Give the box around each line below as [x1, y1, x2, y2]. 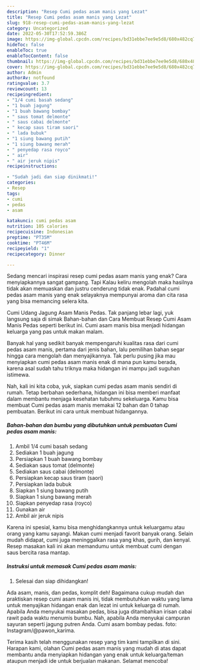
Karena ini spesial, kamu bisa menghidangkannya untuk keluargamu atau [7, 524, 185, 531]
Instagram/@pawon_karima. [7, 627, 76, 634]
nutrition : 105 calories [7, 223, 68, 229]
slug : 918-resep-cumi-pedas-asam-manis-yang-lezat [7, 20, 135, 26]
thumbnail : [7, 58, 34, 64]
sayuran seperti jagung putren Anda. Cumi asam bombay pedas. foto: [7, 621, 177, 628]
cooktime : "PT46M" [7, 240, 52, 246]
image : [7, 36, 23, 42]
